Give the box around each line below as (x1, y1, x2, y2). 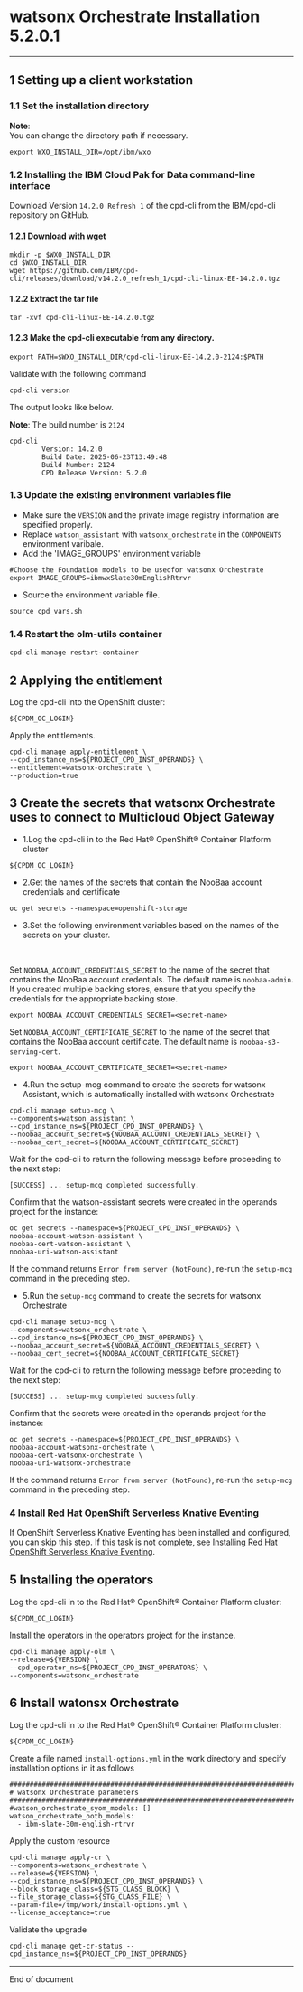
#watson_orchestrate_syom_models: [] (9, 1803, 151, 1813)
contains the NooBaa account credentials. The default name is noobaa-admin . (9, 973, 294, 984)
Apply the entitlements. (9, 729, 96, 740)
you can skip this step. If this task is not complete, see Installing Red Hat (9, 1536, 278, 1547)
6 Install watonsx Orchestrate (9, 1696, 179, 1711)
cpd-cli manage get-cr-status (9, 1941, 124, 1950)
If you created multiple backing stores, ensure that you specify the (9, 983, 256, 994)
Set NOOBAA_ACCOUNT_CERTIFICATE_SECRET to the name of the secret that (9, 1026, 271, 1037)
